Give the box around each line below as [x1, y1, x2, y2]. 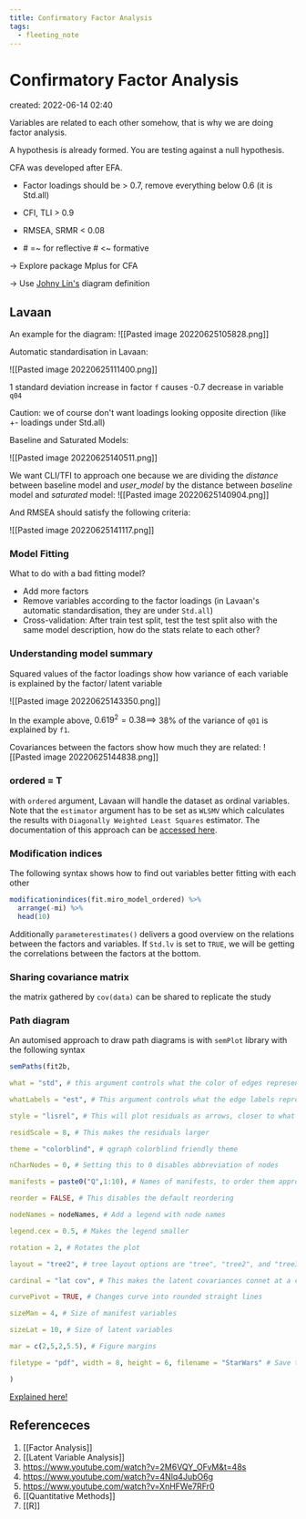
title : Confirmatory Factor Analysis [9, 13, 153, 23]
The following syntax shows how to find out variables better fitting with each [9, 867, 297, 878]
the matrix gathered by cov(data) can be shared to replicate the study [9, 991, 271, 1002]
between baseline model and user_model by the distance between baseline [9, 480, 293, 491]
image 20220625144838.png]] [43, 751, 159, 762]
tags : [9, 22, 30, 31]
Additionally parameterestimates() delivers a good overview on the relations [9, 928, 295, 939]
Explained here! [9, 1391, 68, 1402]
